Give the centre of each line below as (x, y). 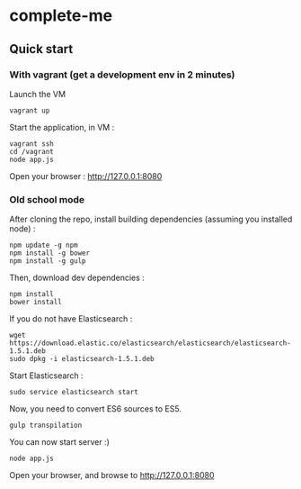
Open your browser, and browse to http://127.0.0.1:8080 (112, 475)
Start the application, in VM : (62, 127)
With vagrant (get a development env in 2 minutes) (122, 75)
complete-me (61, 16)
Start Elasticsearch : (46, 376)
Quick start (41, 49)
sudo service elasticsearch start (74, 393)
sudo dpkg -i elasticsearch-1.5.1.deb (82, 359)
